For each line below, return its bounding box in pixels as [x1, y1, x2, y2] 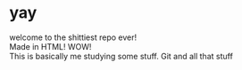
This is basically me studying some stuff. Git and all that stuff [9, 51, 234, 61]
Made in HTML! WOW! [9, 41, 92, 51]
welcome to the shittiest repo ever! [9, 32, 137, 43]
